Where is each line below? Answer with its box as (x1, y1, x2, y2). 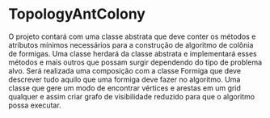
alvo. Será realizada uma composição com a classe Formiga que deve (8, 65, 241, 75)
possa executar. (8, 100, 62, 110)
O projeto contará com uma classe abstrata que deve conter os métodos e (8, 32, 256, 41)
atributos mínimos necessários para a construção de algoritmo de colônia (8, 40, 254, 49)
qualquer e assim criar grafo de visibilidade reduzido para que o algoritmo (8, 91, 255, 101)
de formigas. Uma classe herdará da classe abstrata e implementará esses (8, 48, 257, 58)
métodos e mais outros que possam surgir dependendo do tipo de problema (8, 57, 263, 67)
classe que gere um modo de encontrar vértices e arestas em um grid (8, 82, 241, 93)
